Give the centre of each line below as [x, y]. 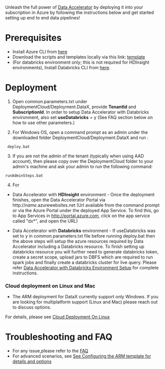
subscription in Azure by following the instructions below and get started [80, 12]
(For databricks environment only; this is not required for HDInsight [81, 62]
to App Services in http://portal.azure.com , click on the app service [81, 216]
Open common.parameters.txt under [50, 101]
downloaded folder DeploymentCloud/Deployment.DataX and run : [81, 137]
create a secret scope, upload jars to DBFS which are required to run [82, 257]
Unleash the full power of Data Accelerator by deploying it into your [74, 7]
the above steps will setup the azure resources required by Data [78, 241]
